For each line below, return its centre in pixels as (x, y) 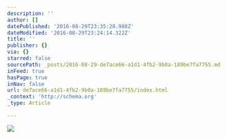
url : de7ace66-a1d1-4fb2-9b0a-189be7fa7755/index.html (88, 90)
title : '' (21, 39)
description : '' (30, 13)
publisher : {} (28, 45)
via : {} (18, 52)
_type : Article (29, 103)
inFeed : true (26, 71)
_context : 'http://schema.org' (52, 97)
